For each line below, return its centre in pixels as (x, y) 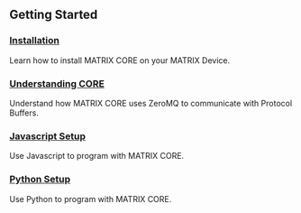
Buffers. (24, 113)
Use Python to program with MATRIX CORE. (91, 199)
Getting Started (54, 15)
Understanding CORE (57, 83)
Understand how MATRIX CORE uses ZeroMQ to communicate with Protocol (151, 103)
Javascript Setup (48, 136)
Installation (35, 41)
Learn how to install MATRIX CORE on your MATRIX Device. (120, 60)
